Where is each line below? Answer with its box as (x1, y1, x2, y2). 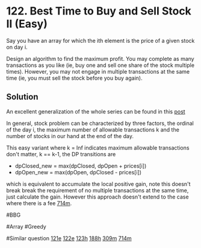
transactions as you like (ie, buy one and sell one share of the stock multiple (6, 62, 194, 69)
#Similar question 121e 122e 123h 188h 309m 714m (6, 234, 132, 242)
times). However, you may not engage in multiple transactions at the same (6, 68, 190, 75)
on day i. (6, 43, 28, 51)
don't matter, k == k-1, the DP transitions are (6, 150, 116, 157)
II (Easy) (6, 17, 48, 31)
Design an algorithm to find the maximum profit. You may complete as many (6, 55, 194, 62)
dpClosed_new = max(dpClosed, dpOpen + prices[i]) (14, 162, 147, 170)
